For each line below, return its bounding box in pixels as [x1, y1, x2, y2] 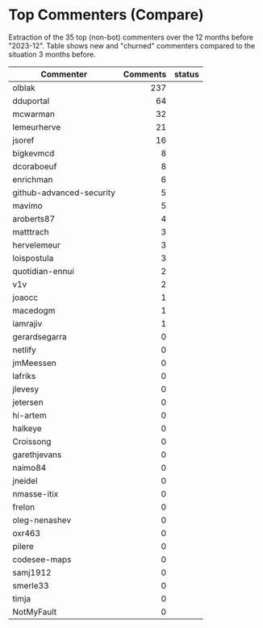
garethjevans [12, 449, 62, 460]
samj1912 [12, 567, 52, 578]
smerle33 [12, 580, 50, 591]
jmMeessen [12, 357, 56, 368]
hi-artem [12, 410, 47, 421]
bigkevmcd [12, 148, 55, 159]
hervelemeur [12, 239, 61, 251]
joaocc [12, 292, 39, 303]
